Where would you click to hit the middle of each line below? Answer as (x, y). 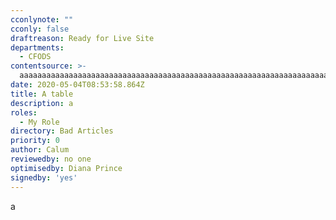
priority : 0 (35, 141)
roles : (24, 112)
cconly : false (40, 29)
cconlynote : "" (42, 19)
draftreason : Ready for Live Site (82, 38)
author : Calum (40, 150)
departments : (37, 47)
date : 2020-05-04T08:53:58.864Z (77, 85)
